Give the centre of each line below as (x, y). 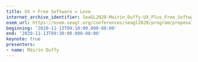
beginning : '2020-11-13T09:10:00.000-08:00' (62, 28)
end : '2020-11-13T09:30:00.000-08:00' (54, 34)
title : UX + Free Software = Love (49, 12)
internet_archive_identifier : (43, 17)
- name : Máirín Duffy (33, 50)
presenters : (21, 45)
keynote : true (24, 39)
